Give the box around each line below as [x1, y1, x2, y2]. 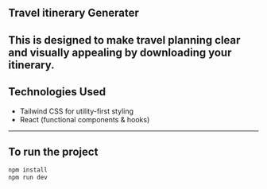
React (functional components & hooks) [19, 114, 150, 124]
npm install [8, 166, 48, 174]
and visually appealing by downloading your [8, 45, 232, 59]
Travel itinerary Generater [8, 6, 139, 20]
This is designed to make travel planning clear [8, 33, 241, 47]
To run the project [8, 145, 99, 158]
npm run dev [8, 174, 48, 182]
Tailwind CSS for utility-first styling [19, 106, 133, 116]
